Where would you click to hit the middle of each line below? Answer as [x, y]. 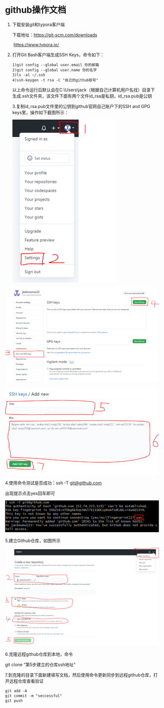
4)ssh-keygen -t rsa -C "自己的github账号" [55, 80]
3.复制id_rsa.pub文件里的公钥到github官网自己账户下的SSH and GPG [81, 106]
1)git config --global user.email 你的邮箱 [55, 65]
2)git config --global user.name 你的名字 [54, 70]
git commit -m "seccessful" [34, 696]
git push [14, 701]
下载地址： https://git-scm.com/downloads [55, 35]
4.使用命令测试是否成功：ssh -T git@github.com [53, 483]
